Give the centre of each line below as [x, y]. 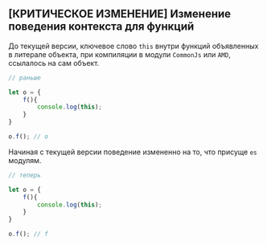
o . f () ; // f [28, 234]
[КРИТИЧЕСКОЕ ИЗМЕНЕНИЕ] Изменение [120, 14]
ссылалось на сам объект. [54, 63]
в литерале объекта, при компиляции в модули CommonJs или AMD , [119, 54]
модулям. [25, 160]
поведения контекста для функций [101, 27]
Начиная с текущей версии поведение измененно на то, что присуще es [133, 152]
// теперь [25, 175]
